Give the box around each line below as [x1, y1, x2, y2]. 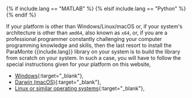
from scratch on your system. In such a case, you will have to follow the [6, 55, 181, 61]
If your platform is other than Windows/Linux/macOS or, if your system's [6, 23, 183, 30]
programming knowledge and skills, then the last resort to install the [6, 42, 172, 49]
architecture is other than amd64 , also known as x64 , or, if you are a [6, 29, 168, 36]
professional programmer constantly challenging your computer [6, 36, 162, 42]
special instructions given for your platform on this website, [6, 61, 151, 68]
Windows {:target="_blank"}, [14, 72, 84, 79]
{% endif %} [6, 11, 37, 18]
